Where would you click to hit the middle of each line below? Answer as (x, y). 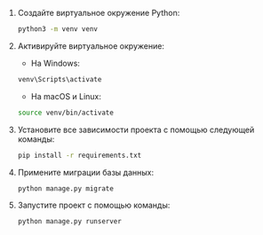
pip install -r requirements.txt (80, 155)
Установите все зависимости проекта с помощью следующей (136, 129)
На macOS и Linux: (66, 96)
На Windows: (55, 63)
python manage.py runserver (69, 222)
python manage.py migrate (65, 188)
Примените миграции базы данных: (85, 172)
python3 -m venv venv (58, 29)
